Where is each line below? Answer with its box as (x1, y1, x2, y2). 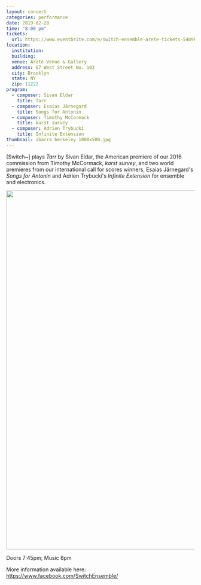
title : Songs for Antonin (17, 109, 82, 115)
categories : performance (6, 14, 68, 20)
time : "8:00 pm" (6, 25, 47, 32)
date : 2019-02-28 (6, 20, 50, 26)
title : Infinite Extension (17, 131, 84, 138)
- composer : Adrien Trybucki (11, 126, 84, 132)
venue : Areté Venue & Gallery (11, 59, 87, 65)
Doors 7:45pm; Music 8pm (6, 554, 72, 561)
